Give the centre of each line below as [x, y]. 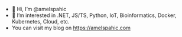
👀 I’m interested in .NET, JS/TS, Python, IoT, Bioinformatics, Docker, [94, 15]
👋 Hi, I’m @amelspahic [39, 9]
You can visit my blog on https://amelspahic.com [71, 28]
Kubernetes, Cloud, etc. [40, 21]
